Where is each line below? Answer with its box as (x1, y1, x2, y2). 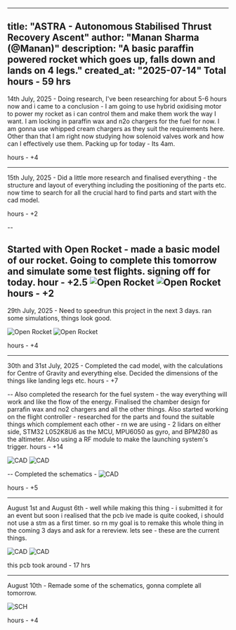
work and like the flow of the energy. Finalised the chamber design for (7, 397, 211, 406)
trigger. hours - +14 (7, 442, 64, 451)
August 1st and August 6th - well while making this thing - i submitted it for (7, 503, 223, 512)
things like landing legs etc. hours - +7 (7, 376, 118, 385)
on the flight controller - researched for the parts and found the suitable (7, 412, 215, 421)
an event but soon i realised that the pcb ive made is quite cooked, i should (7, 511, 224, 519)
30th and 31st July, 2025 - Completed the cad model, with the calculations (7, 361, 223, 370)
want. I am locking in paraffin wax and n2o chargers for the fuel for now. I (7, 117, 220, 125)
